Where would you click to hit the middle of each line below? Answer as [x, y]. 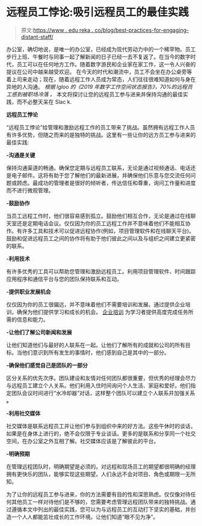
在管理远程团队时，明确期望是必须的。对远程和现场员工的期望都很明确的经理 [101, 467]
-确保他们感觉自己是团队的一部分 [47, 365]
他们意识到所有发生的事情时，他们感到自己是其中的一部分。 [96, 352]
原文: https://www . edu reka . [57, 30]
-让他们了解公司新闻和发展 [39, 332]
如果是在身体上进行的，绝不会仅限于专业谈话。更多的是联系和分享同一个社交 [101, 434]
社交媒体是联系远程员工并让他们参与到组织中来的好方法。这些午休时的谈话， [101, 426]
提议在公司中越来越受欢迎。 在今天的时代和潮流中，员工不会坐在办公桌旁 [96, 71]
